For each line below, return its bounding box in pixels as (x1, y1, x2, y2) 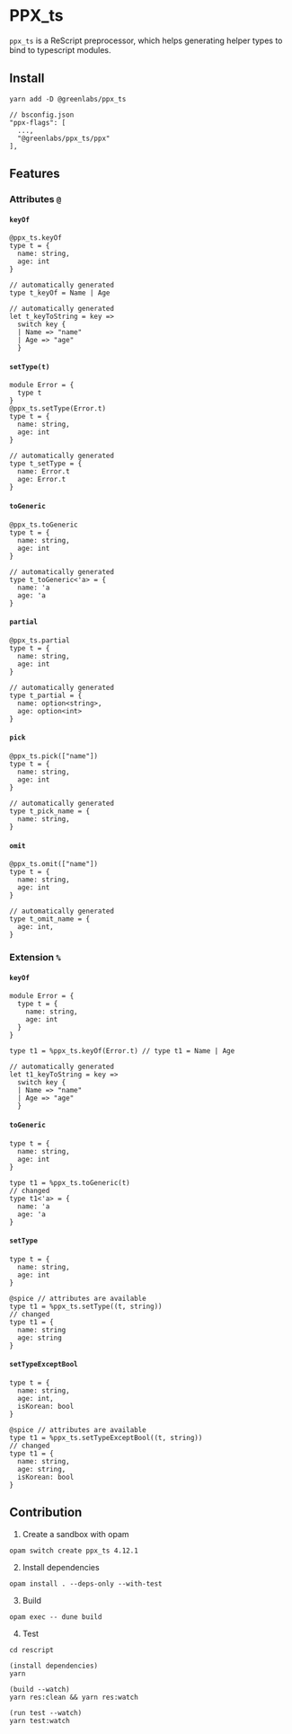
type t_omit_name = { (9, 915, 91, 924)
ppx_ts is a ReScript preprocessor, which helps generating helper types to (9, 35, 283, 46)
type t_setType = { (9, 459, 83, 468)
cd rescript (9, 1645, 54, 1654)
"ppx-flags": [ (9, 118, 66, 127)
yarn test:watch (9, 1716, 70, 1725)
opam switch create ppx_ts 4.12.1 (9, 1546, 139, 1555)
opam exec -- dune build (9, 1612, 102, 1622)
